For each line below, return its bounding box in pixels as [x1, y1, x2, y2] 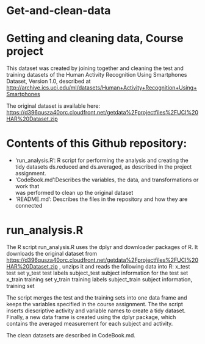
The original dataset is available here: [6, 102, 101, 110]
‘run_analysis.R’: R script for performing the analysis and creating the [15, 156, 189, 164]
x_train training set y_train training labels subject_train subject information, [6, 276, 193, 283]
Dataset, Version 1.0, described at [6, 77, 91, 85]
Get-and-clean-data [6, 4, 111, 18]
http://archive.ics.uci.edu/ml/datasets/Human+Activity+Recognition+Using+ [6, 84, 197, 91]
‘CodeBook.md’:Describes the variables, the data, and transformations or [15, 176, 199, 183]
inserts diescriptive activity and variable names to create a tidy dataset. [6, 307, 186, 314]
